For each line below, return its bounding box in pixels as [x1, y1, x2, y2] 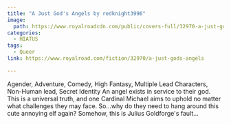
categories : [7, 29, 41, 37]
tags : [7, 42, 23, 49]
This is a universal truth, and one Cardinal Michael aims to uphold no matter [7, 94, 221, 103]
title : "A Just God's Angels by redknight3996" [7, 10, 146, 17]
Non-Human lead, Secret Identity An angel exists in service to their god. [7, 87, 211, 95]
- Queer [13, 49, 36, 56]
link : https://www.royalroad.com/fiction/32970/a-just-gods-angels [7, 55, 205, 62]
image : [7, 17, 26, 23]
